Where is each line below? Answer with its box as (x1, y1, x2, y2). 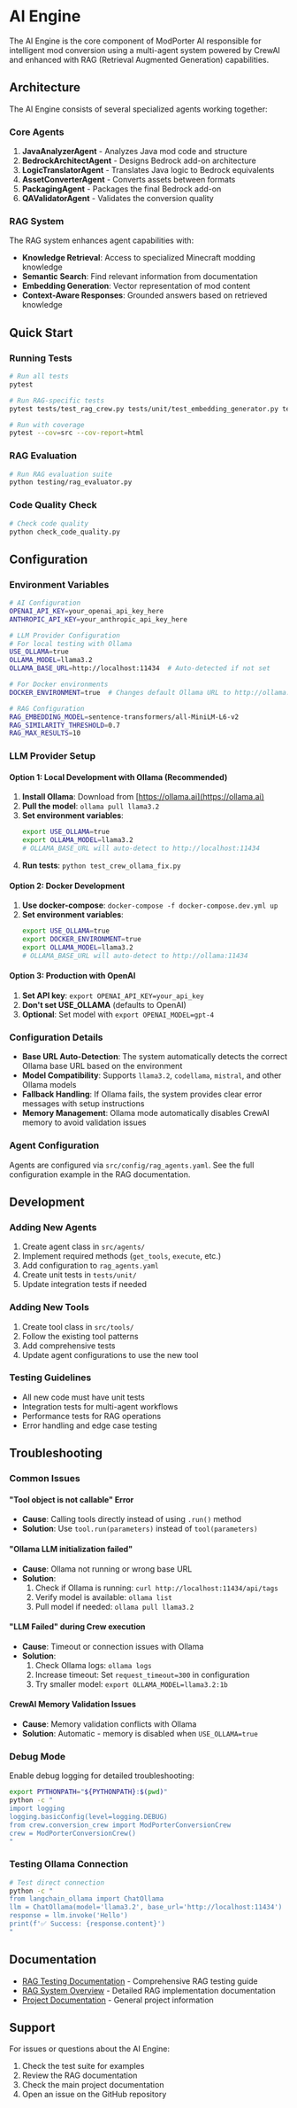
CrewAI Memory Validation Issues (9, 1699, 137, 1710)
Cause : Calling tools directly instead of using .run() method (21, 1514, 241, 1525)
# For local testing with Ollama (9, 639, 133, 648)
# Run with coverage (9, 420, 86, 429)
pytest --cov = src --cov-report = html (9, 428, 144, 438)
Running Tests (9, 352, 72, 364)
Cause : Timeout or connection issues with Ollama (21, 1641, 204, 1651)
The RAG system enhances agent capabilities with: (9, 235, 194, 246)
